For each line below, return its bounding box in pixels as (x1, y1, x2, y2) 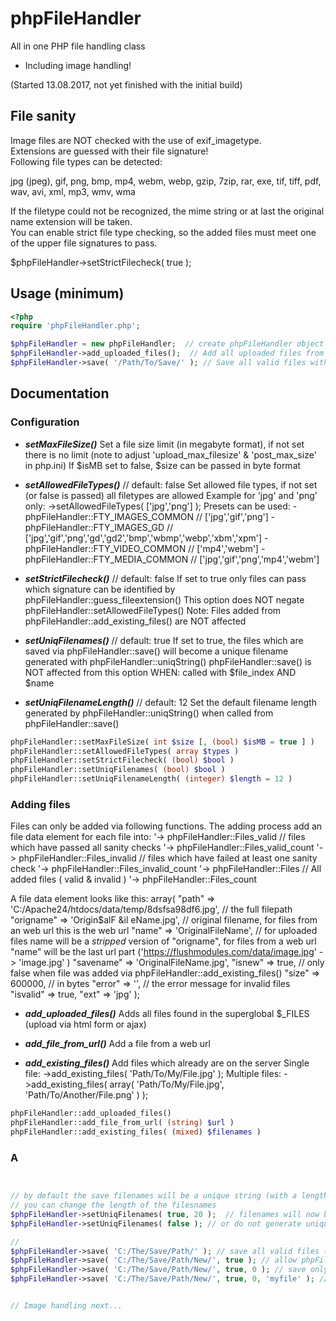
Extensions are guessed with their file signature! (10, 145, 209, 157)
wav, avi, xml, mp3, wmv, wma (10, 185, 136, 197)
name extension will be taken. (10, 215, 133, 227)
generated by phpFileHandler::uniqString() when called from (24, 707, 274, 719)
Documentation (10, 385, 110, 402)
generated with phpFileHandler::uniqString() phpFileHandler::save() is (24, 655, 312, 667)
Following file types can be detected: (10, 155, 163, 167)
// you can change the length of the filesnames (10, 1200, 217, 1211)
